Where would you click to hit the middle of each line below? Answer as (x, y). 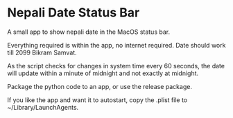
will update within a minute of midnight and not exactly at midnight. (103, 73)
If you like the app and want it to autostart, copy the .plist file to (97, 100)
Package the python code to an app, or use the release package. (100, 86)
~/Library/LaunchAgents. (43, 107)
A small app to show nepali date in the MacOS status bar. (89, 32)
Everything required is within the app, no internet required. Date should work (116, 45)
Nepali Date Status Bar (74, 13)
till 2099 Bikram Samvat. (42, 52)
